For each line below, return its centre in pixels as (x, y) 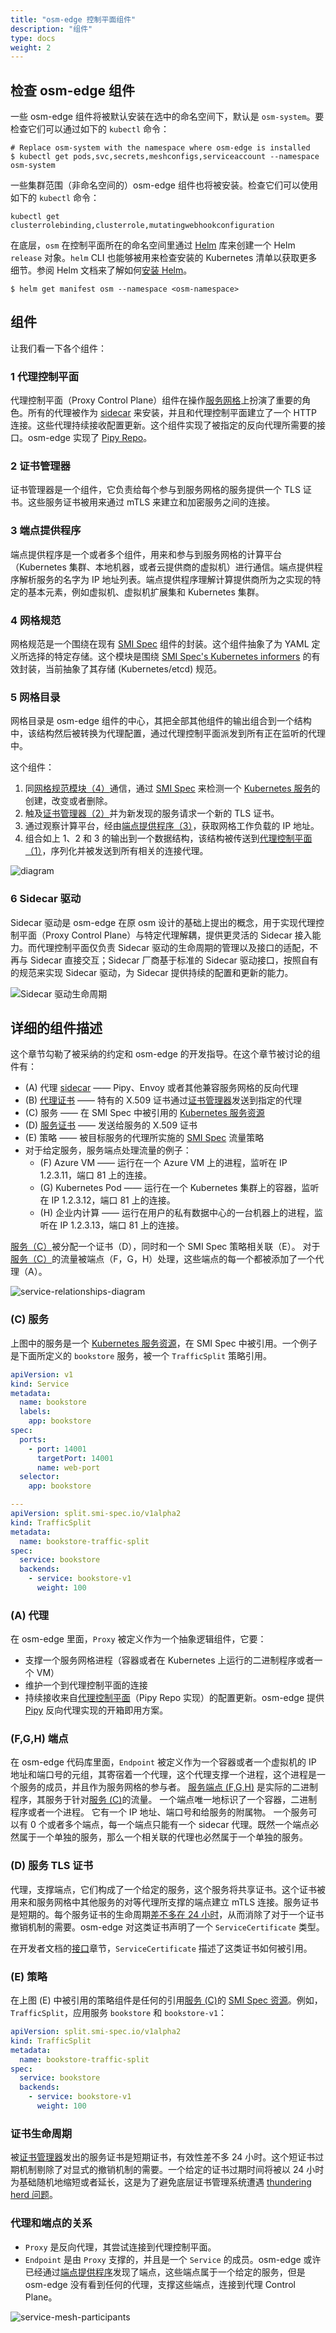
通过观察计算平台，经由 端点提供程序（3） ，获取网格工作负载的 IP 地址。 (172, 826)
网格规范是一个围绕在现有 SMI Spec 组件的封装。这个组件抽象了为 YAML (160, 644)
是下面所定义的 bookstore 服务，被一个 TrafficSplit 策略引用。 (141, 1355)
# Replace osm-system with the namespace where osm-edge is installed (160, 148)
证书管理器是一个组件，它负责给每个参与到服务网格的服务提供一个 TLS (155, 490)
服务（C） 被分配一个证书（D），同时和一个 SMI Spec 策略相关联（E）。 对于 (165, 1247)
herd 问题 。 (34, 2195)
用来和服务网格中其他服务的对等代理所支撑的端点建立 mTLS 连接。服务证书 (165, 1902)
